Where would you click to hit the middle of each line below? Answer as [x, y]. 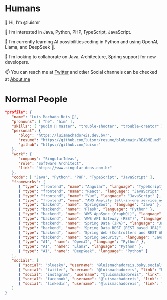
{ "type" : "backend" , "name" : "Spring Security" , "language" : [84, 237]
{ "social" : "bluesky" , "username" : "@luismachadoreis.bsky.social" [91, 265]
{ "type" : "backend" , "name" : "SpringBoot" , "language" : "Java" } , [90, 205]
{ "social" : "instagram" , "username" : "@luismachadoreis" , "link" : [90, 274]
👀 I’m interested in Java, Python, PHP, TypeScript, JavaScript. [68, 32]
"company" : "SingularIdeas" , [48, 159]
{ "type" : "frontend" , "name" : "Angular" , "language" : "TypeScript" [91, 186]
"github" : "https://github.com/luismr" [59, 145]
